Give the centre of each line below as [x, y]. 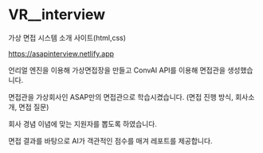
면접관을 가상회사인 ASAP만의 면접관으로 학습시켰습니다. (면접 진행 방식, [121, 96]
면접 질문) [34, 107]
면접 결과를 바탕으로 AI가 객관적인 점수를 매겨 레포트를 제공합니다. [110, 140]
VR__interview [57, 15]
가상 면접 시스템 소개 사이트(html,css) [67, 37]
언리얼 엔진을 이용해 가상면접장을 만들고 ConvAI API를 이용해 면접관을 [117, 70]
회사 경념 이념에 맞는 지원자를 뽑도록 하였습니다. [83, 124]
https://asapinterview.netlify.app [61, 53]
